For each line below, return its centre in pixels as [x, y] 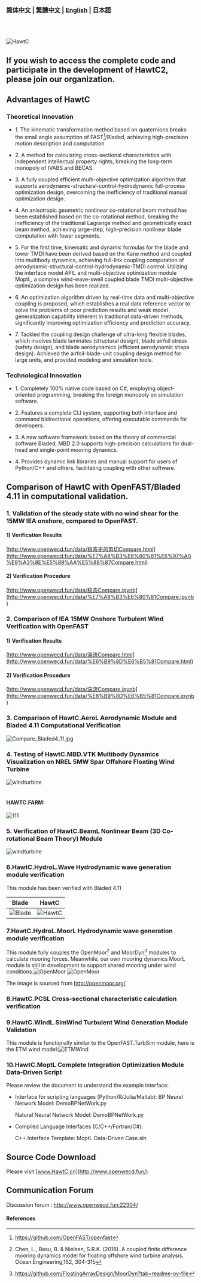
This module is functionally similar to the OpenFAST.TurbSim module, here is [100, 1042]
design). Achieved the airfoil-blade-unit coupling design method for [98, 353]
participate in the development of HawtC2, [87, 70]
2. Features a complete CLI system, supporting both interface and [96, 413]
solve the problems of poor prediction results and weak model [92, 310]
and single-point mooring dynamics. [74, 450]
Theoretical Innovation [40, 117]
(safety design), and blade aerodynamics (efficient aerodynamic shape [102, 347]
